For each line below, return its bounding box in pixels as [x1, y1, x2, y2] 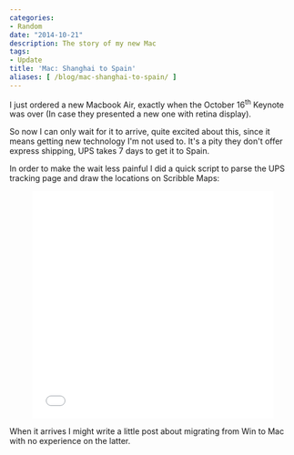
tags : [9, 47, 30, 56]
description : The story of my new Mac [9, 38, 157, 48]
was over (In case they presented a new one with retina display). [9, 108, 252, 119]
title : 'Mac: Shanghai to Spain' [9, 65, 137, 74]
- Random [9, 22, 43, 31]
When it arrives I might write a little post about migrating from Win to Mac [9, 426, 285, 437]
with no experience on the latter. [9, 436, 131, 447]
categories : [9, 13, 55, 23]
